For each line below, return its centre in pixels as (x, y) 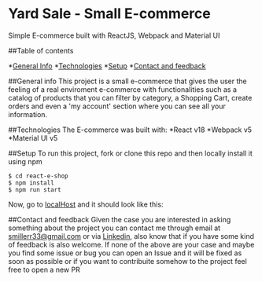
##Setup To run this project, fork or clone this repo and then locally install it (131, 153)
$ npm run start (35, 189)
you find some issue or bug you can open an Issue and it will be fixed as (125, 253)
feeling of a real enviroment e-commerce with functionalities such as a (123, 89)
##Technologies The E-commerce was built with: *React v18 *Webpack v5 (130, 130)
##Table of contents (41, 50)
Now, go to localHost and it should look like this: (86, 204)
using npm (25, 161)
